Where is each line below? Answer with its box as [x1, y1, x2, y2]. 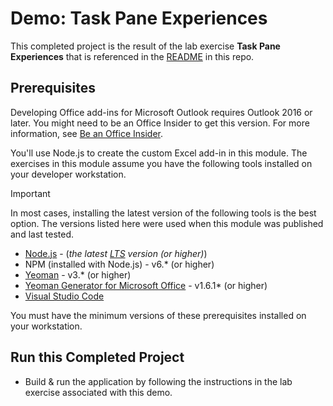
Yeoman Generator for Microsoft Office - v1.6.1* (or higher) [24, 279, 268, 291]
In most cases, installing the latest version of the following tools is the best [10, 207, 317, 219]
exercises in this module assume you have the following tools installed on [10, 157, 313, 169]
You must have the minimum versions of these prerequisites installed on [10, 309, 307, 321]
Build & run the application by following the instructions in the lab [24, 375, 293, 387]
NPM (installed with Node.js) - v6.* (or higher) [24, 258, 215, 270]
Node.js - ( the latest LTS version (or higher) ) [24, 247, 208, 259]
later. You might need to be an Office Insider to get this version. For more [10, 117, 310, 129]
